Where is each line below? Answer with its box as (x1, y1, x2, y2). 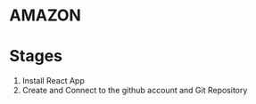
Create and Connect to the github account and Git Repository (21, 85, 248, 96)
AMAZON (9, 5, 82, 26)
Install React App (21, 76, 85, 86)
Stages (9, 46, 63, 67)
